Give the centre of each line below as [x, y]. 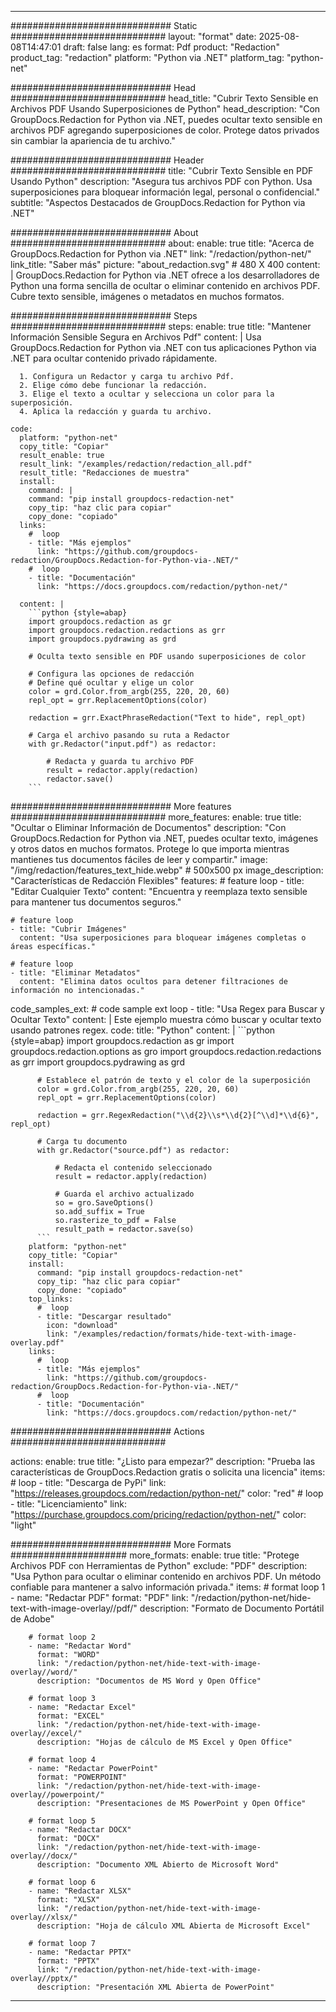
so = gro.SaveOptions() [104, 1203]
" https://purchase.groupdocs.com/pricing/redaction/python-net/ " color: [158, 1514]
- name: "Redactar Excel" [82, 1707]
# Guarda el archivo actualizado [124, 1194]
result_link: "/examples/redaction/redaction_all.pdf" [136, 464]
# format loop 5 [62, 1821]
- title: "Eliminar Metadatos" [75, 973]
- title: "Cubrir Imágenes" [69, 929]
